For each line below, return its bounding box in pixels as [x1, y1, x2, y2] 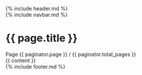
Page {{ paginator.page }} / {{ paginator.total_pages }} [5, 51, 136, 58]
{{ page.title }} [5, 31, 78, 45]
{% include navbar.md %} [5, 11, 68, 18]
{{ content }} [5, 57, 36, 64]
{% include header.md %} [5, 5, 68, 12]
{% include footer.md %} [5, 63, 66, 70]
